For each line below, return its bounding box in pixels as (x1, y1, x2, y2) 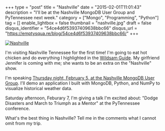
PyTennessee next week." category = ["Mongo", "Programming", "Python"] (5, 15, 159, 20)
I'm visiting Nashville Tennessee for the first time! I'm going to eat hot (5, 49, 148, 55)
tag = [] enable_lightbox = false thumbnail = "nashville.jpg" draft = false (5, 20, 152, 26)
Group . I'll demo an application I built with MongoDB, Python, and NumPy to (5, 80, 161, 86)
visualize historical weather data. (5, 86, 73, 91)
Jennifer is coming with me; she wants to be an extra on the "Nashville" (5, 60, 152, 66)
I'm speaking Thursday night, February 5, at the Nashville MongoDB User (5, 75, 155, 81)
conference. (5, 106, 30, 111)
